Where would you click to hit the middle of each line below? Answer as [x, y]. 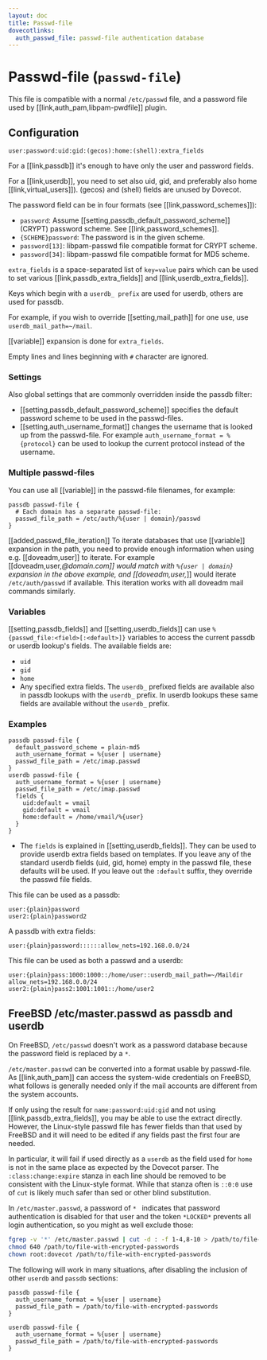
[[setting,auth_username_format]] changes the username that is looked [136, 427]
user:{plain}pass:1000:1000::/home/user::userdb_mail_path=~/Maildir [126, 975]
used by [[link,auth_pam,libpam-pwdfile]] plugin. [88, 107]
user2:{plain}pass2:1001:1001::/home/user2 [81, 989]
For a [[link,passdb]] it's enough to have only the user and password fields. [131, 165]
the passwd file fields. [56, 880]
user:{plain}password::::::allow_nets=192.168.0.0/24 [99, 946]
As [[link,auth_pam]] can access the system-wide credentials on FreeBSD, [130, 1077]
